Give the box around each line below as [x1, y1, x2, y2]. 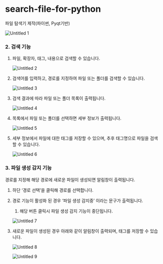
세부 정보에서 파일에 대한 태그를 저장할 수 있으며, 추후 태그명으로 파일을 [12, 135, 149, 141]
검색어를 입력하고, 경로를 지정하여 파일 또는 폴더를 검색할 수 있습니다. [12, 75, 145, 82]
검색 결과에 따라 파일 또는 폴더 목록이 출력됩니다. [12, 95, 106, 101]
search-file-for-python [5, 3, 101, 15]
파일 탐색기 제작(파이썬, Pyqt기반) [5, 20, 70, 26]
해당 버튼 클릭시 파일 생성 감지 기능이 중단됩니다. [19, 208, 113, 214]
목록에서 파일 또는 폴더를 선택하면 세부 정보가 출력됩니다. [12, 116, 122, 121]
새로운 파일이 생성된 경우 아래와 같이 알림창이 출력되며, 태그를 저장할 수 [12, 228, 149, 234]
